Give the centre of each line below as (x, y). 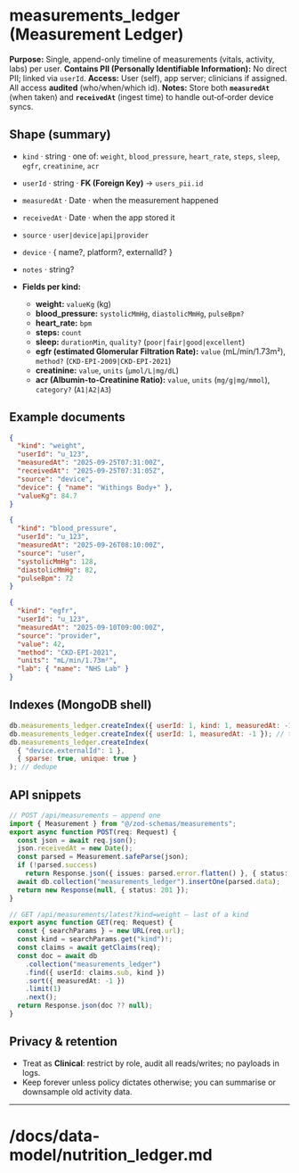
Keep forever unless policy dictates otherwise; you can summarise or (149, 1082)
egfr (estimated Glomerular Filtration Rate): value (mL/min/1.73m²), (161, 351)
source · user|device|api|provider (85, 235)
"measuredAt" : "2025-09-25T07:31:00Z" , (91, 463)
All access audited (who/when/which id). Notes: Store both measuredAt (139, 87)
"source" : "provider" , (59, 636)
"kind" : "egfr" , (47, 611)
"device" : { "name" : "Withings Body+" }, (95, 487)
